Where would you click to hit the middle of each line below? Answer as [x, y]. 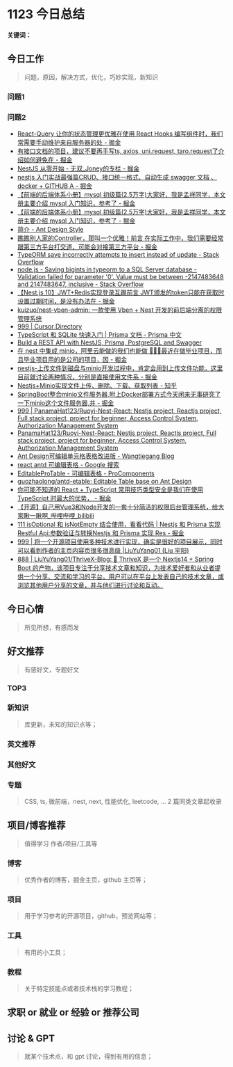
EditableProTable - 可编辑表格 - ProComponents [86, 473]
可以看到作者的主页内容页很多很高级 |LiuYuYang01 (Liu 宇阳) [103, 550]
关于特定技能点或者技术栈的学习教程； [79, 988]
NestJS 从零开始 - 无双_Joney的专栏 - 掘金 [78, 168]
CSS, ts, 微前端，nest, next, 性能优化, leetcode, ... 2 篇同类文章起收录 [123, 801]
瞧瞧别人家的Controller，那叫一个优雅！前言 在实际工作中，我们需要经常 [120, 238]
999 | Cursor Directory [50, 326]
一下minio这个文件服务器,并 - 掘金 [66, 403]
